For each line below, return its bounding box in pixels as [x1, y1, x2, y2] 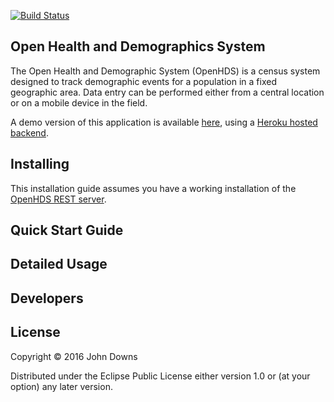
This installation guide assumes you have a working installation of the [10, 182, 297, 194]
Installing [10, 156, 70, 173]
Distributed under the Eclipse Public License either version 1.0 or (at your [10, 370, 311, 382]
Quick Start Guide [10, 222, 124, 239]
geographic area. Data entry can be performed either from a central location [10, 86, 325, 98]
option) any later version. [10, 380, 113, 392]
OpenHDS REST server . [10, 193, 107, 205]
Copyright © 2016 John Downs [10, 350, 138, 362]
